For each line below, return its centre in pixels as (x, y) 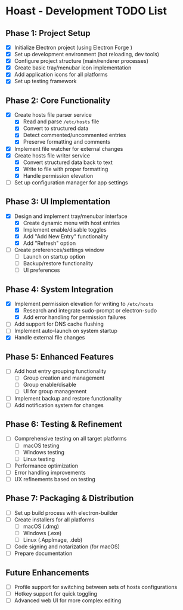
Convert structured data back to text (68, 162)
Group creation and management (64, 378)
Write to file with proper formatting (66, 169)
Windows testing (44, 452)
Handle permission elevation (58, 175)
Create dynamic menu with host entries (72, 223)
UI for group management (55, 392)
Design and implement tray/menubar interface (71, 216)
